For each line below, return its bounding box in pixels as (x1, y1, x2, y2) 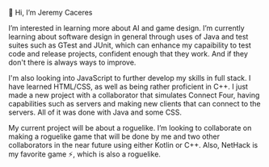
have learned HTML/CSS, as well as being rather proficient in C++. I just (8, 81, 249, 91)
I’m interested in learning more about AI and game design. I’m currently (8, 23, 245, 32)
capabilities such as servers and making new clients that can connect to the (8, 99, 261, 108)
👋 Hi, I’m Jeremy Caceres (8, 8, 93, 17)
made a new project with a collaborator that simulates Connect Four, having (8, 90, 260, 100)
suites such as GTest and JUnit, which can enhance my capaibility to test (8, 40, 252, 50)
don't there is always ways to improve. (8, 57, 137, 67)
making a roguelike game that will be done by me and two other (8, 132, 221, 141)
